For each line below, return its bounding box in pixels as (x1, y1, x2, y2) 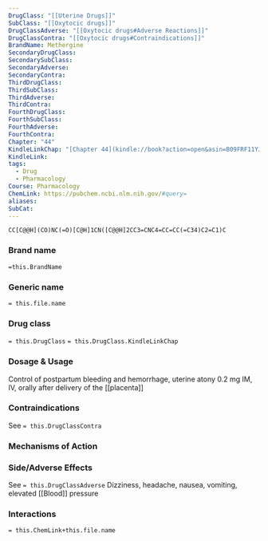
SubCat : (8, 204, 34, 212)
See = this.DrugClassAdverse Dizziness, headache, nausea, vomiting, (8, 480, 238, 490)
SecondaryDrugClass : (8, 49, 77, 57)
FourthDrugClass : (8, 109, 66, 116)
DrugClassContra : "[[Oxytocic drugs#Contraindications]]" (8, 34, 205, 42)
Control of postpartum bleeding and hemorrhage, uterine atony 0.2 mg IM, (8, 374, 253, 384)
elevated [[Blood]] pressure (8, 488, 99, 499)
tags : (8, 160, 26, 168)
